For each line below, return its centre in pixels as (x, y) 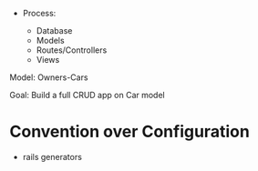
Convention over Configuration (130, 132)
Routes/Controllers (72, 50)
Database (54, 30)
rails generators (52, 156)
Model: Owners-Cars (49, 77)
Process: (39, 13)
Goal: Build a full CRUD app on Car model (88, 95)
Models (51, 40)
